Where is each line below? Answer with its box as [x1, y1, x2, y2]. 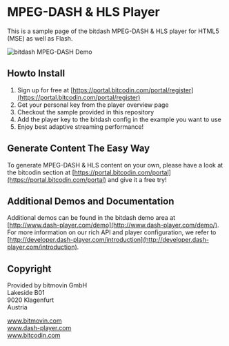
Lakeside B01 [7, 289, 45, 297]
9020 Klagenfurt [7, 296, 54, 304]
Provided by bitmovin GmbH [7, 281, 88, 289]
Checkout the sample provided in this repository [17, 108, 155, 116]
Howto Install [7, 68, 66, 79]
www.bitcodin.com [7, 332, 61, 340]
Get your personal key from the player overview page [17, 101, 169, 109]
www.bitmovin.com [7, 316, 62, 325]
